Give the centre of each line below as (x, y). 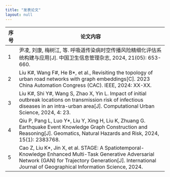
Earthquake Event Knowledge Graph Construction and (83, 127)
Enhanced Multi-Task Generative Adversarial (101, 154)
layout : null (19, 15)
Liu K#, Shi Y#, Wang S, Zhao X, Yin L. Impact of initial (83, 93)
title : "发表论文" (23, 10)
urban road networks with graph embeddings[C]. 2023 (84, 79)
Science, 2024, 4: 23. (45, 112)
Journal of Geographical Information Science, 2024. (81, 166)
